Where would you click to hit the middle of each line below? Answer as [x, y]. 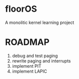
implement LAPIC [30, 71]
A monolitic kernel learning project [40, 22]
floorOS [21, 9]
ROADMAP [27, 42]
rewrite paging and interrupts [41, 61]
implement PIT [27, 66]
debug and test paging [35, 56]
